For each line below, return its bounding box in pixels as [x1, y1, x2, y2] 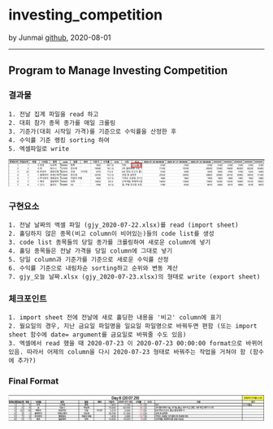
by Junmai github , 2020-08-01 [8, 32, 111, 42]
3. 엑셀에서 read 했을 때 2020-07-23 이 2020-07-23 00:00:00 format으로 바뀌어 [8, 340, 263, 348]
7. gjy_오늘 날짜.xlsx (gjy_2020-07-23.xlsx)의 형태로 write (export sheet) [8, 273, 261, 281]
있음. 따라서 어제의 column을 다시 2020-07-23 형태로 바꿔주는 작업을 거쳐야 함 [8, 348, 246, 357]
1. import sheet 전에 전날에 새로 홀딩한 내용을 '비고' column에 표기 [8, 314, 222, 322]
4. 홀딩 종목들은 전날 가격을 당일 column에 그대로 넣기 [8, 247, 173, 255]
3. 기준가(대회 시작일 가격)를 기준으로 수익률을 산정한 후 [8, 128, 177, 136]
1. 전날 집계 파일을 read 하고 [8, 110, 99, 119]
